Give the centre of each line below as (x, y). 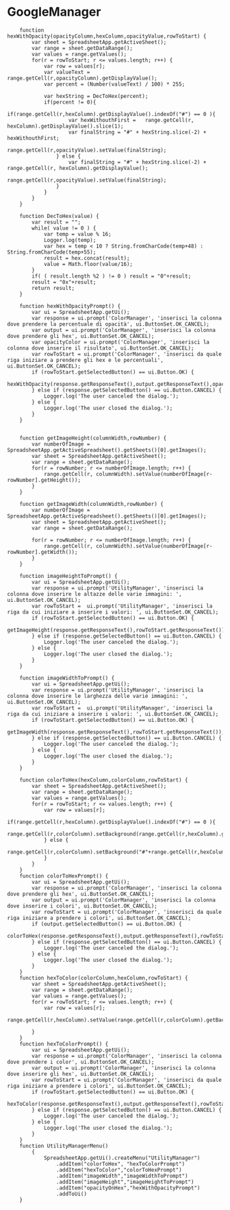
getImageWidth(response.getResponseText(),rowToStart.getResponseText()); (116, 732)
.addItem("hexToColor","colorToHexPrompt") (119, 1170)
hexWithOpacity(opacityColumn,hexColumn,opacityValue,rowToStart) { (107, 36)
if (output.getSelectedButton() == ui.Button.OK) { (107, 924)
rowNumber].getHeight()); (44, 480)
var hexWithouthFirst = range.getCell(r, (131, 120)
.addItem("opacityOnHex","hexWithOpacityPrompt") (128, 1188)
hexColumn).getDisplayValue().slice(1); (66, 126)
